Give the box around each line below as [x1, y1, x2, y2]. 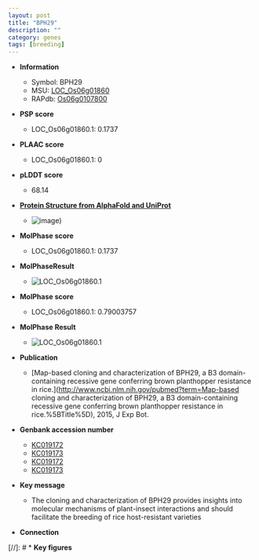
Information [19, 62, 60, 71]
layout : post [8, 11, 51, 20]
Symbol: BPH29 [31, 78, 82, 87]
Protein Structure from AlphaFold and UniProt [19, 201, 171, 210]
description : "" [8, 26, 61, 34]
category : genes [8, 33, 61, 42]
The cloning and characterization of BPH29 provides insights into [31, 496, 243, 505]
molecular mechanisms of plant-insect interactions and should [31, 504, 234, 514]
